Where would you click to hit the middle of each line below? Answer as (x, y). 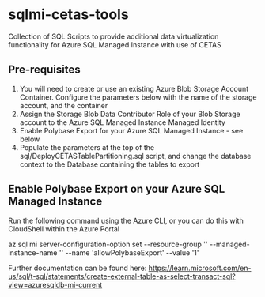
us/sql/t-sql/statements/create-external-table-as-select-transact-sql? (122, 276)
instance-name (33, 252)
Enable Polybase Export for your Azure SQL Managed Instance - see (131, 130)
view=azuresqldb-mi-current (55, 284)
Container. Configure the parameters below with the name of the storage (138, 97)
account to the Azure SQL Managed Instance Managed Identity (122, 122)
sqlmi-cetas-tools (68, 15)
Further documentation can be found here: (78, 268)
